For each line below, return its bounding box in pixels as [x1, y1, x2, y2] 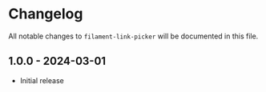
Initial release [19, 75, 64, 85]
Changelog [8, 5, 83, 23]
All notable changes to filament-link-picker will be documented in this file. [8, 31, 259, 41]
